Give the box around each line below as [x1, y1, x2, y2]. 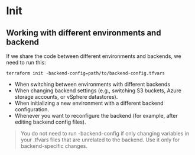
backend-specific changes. [20, 143, 87, 149]
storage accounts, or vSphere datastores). [14, 93, 118, 100]
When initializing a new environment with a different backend [14, 99, 164, 106]
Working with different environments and [6, 28, 161, 38]
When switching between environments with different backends [14, 81, 170, 88]
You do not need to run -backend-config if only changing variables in [20, 130, 190, 137]
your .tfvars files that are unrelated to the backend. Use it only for [20, 136, 180, 143]
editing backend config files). [14, 118, 86, 125]
